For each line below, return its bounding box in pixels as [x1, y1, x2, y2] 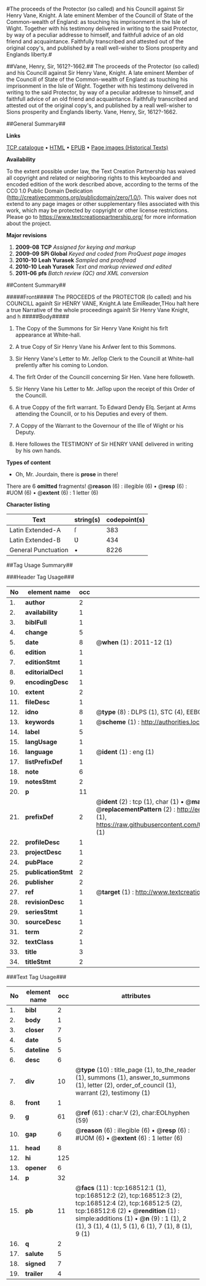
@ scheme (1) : [96, 718, 140, 726]
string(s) [74, 516, 101, 523]
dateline [25, 1046, 50, 1054]
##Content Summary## [6, 281, 66, 289]
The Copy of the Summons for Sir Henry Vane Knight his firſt [15, 325, 169, 332]
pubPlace [25, 858, 54, 866]
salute [25, 1250, 44, 1258]
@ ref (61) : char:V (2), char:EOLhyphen [75, 1109, 190, 1117]
